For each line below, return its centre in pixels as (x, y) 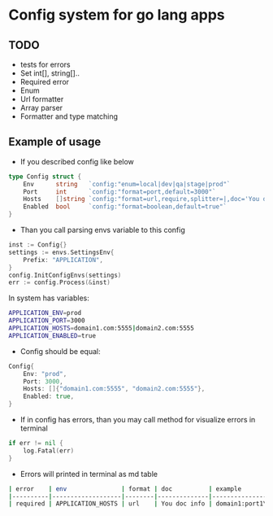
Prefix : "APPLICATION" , (63, 260)
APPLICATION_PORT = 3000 (47, 321)
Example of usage (55, 142)
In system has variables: (49, 298)
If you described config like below (77, 161)
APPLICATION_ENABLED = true (52, 335)
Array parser (41, 108)
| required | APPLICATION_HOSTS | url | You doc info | (110, 504)
